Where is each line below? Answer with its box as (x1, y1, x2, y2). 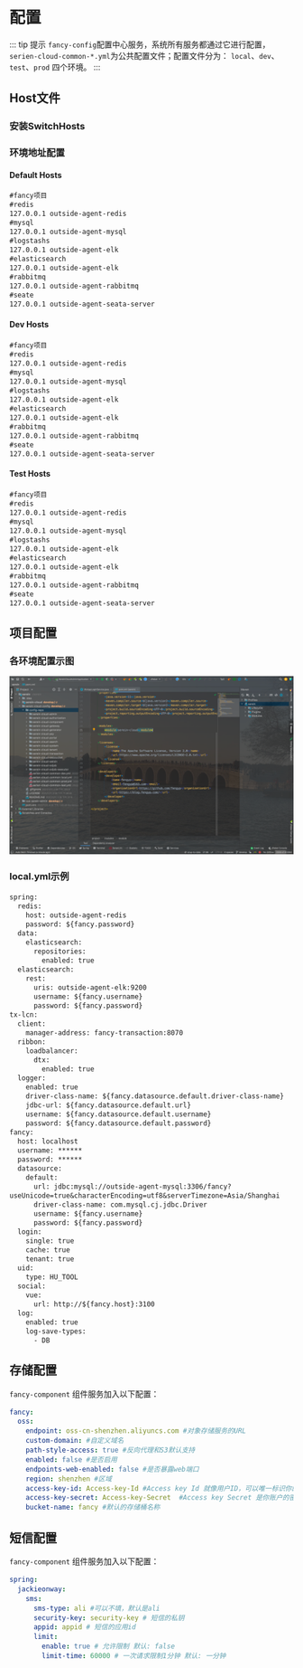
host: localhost (17, 1136, 78, 1146)
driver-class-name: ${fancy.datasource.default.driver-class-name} (25, 1091, 284, 1101)
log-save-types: (25, 1326, 87, 1336)
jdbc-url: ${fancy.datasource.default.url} (25, 1100, 192, 1110)
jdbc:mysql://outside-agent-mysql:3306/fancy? (53, 1181, 232, 1191)
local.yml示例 (9, 870, 69, 883)
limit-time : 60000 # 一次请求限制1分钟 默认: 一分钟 (41, 1652, 226, 1661)
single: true (25, 1236, 75, 1246)
